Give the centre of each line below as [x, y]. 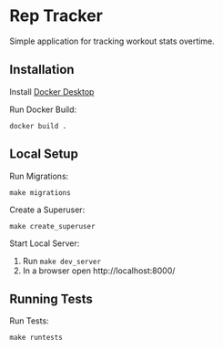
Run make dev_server [62, 261]
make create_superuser [52, 226]
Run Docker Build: [43, 109]
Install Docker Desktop [52, 91]
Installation [42, 70]
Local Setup [44, 154]
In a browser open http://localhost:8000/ [99, 271]
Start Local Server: [45, 243]
